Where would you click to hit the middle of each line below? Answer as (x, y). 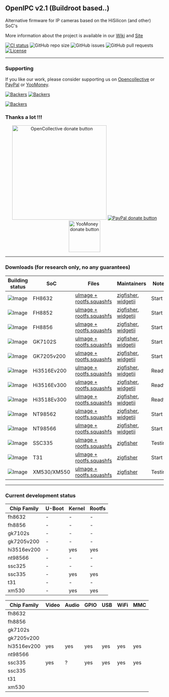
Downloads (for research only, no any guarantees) (68, 267)
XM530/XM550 (51, 472)
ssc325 (17, 566)
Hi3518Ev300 (50, 400)
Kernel (77, 509)
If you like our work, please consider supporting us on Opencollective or (80, 80)
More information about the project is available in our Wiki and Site (74, 35)
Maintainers (132, 283)
